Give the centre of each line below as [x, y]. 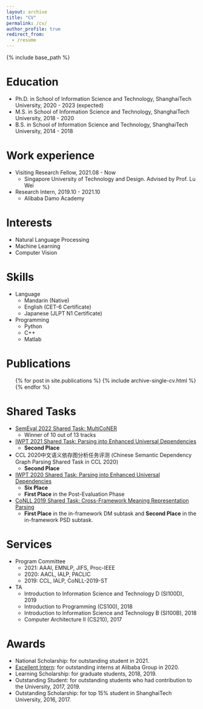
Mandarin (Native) [47, 300]
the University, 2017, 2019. [48, 687]
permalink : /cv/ [27, 23]
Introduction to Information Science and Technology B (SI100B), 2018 [110, 613]
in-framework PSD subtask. [58, 519]
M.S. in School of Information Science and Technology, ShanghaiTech [102, 111]
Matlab [33, 339]
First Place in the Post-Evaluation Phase [74, 494]
